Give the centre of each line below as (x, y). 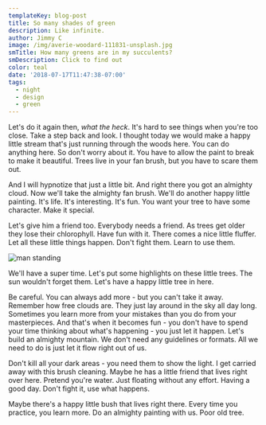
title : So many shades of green (62, 23)
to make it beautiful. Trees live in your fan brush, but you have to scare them (133, 161)
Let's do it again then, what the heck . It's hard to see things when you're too (133, 127)
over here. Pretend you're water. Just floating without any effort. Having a (129, 380)
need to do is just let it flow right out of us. (78, 348)
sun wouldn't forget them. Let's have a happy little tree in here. (111, 282)
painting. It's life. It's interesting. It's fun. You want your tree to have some (129, 202)
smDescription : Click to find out (66, 60)
